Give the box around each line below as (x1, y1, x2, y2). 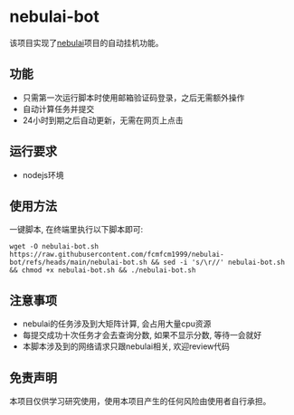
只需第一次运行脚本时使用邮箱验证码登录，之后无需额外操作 (22, 92, 245, 103)
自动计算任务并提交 (22, 103, 95, 114)
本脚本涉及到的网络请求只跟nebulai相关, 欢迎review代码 (22, 341, 231, 352)
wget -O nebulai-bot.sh (9, 242, 100, 251)
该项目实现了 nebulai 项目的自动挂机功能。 (9, 37, 164, 48)
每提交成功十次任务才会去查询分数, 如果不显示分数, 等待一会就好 (22, 330, 262, 341)
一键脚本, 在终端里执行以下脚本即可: (9, 224, 144, 235)
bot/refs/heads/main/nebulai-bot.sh (9, 258, 147, 268)
